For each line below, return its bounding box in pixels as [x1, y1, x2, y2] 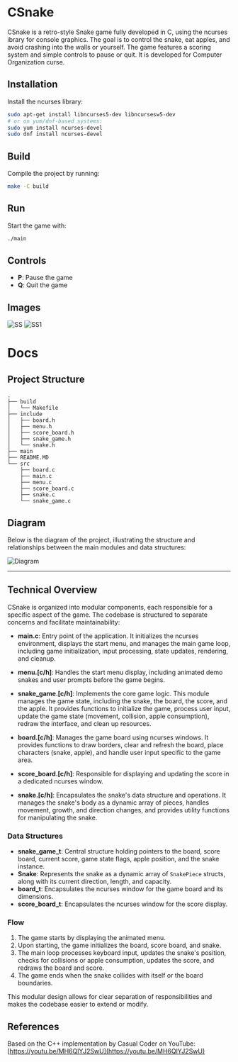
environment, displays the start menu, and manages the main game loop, [17, 639, 231, 647]
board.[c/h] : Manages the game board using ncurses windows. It [17, 733, 209, 742]
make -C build [7, 183, 50, 190]
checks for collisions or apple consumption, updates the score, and [17, 956, 215, 965]
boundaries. [17, 979, 53, 988]
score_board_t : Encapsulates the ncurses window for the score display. [17, 900, 228, 908]
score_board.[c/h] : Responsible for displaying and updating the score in [17, 769, 229, 778]
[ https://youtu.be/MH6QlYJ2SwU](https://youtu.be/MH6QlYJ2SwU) [7, 1047, 205, 1056]
